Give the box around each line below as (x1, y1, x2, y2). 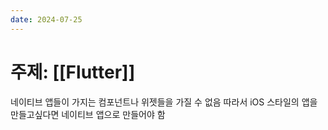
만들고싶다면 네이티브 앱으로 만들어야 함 (10, 108, 166, 120)
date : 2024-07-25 (10, 14, 83, 25)
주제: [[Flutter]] (10, 61, 136, 83)
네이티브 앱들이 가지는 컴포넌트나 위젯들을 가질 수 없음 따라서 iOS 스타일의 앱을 (10, 96, 318, 108)
